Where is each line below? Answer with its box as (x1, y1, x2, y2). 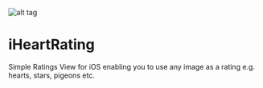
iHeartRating (8, 36, 95, 54)
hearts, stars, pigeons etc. (8, 70, 95, 80)
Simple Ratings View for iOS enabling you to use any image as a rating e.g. (8, 62, 256, 71)
